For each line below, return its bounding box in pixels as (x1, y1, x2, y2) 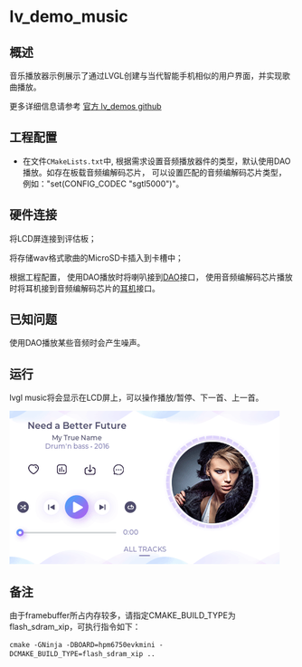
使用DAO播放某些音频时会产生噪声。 (9, 338, 146, 348)
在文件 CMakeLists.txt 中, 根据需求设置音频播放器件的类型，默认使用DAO (22, 156, 291, 167)
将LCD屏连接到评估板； (9, 233, 97, 243)
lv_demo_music (9, 6, 128, 27)
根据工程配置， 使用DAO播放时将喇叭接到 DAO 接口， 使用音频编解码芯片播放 (9, 272, 293, 282)
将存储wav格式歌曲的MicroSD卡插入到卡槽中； (9, 252, 184, 263)
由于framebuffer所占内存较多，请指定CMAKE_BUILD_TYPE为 (9, 610, 237, 621)
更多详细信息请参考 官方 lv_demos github (9, 101, 162, 111)
